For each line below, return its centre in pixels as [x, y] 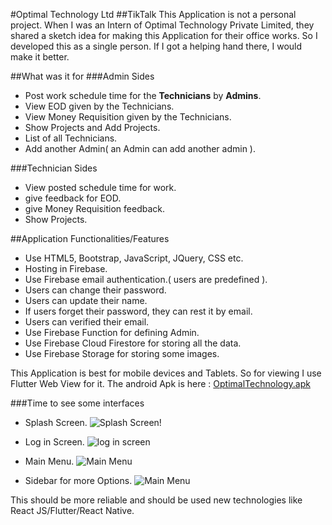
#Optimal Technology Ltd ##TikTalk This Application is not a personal [153, 14]
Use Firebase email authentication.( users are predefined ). [146, 279]
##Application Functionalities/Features [90, 238]
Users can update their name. [86, 300]
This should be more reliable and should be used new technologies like [156, 500]
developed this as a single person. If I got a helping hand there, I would [156, 46]
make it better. [40, 57]
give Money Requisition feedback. [94, 208]
